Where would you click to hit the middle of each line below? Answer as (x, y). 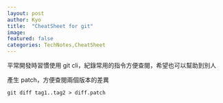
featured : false (30, 39)
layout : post (26, 13)
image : (16, 32)
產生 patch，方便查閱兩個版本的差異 (58, 80)
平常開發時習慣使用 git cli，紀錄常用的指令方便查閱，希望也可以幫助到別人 (112, 65)
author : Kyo (24, 20)
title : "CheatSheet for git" (50, 26)
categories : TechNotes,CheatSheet (57, 45)
